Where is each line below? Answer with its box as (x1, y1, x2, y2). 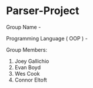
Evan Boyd (14, 63, 41, 71)
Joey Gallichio (14, 57, 49, 65)
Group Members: (6, 46, 48, 53)
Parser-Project (6, 4, 79, 18)
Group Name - (6, 23, 41, 31)
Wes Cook (14, 70, 40, 77)
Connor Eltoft (14, 76, 47, 83)
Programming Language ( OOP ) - (6, 35, 88, 42)
